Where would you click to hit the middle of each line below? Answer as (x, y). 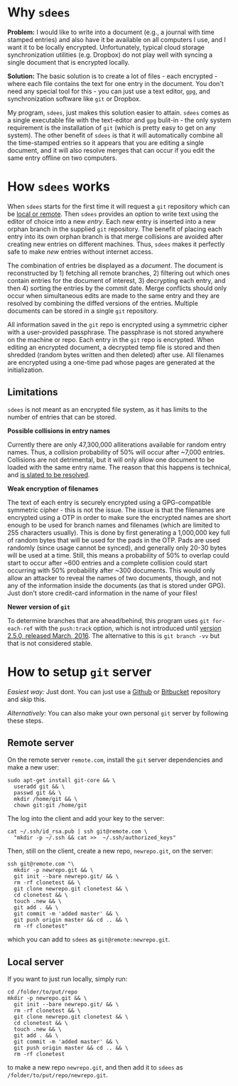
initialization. (26, 370)
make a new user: (33, 767)
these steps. (26, 720)
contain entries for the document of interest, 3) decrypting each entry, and (117, 280)
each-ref (20, 629)
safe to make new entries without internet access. (80, 251)
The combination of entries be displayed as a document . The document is (115, 265)
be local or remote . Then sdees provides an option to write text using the (113, 213)
